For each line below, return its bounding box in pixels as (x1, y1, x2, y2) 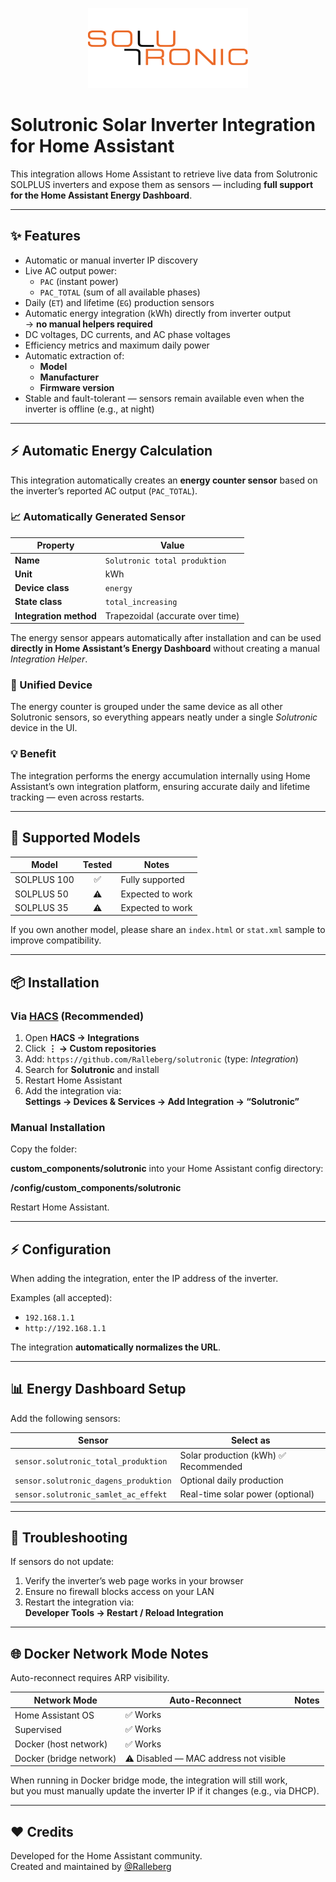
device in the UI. (10, 722, 78, 734)
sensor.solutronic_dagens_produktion (14, 1476, 172, 1486)
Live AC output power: (24, 264, 118, 277)
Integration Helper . (10, 653, 88, 665)
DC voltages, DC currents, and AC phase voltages (24, 328, 231, 340)
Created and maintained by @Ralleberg (10, 1861, 172, 1873)
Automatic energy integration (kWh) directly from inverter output (24, 307, 292, 319)
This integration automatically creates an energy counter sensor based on (10, 474, 318, 486)
